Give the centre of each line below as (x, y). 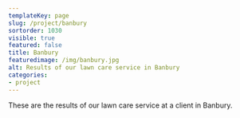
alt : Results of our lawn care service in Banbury (94, 68)
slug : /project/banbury (48, 23)
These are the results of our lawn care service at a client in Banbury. (120, 105)
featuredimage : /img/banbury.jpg (64, 61)
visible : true (32, 38)
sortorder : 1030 (35, 30)
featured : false (35, 45)
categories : (28, 75)
